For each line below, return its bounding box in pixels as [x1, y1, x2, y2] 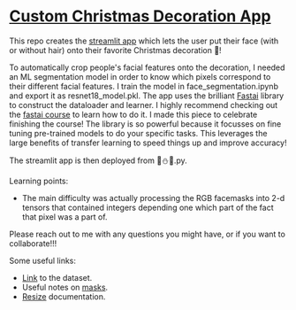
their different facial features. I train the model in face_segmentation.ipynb [9, 81, 278, 91]
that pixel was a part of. [21, 211, 108, 222]
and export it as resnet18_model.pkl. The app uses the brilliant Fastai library [9, 90, 285, 101]
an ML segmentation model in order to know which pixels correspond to [9, 71, 271, 81]
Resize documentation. [21, 291, 106, 302]
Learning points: [9, 175, 69, 186]
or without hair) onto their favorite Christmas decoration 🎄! [9, 44, 223, 55]
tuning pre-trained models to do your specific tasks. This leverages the [9, 128, 268, 138]
